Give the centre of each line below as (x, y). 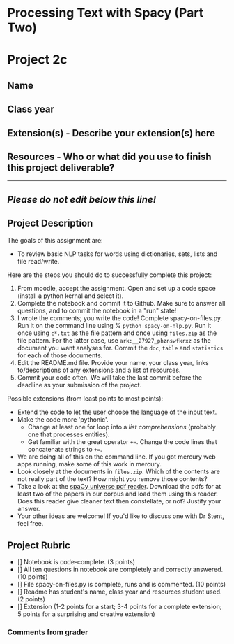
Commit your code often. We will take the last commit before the (110, 377)
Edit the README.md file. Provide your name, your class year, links (113, 362)
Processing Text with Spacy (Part (106, 13)
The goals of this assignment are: (55, 240)
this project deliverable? (61, 167)
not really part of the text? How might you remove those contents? (112, 479)
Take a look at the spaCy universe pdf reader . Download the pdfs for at (119, 486)
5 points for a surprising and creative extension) (86, 614)
